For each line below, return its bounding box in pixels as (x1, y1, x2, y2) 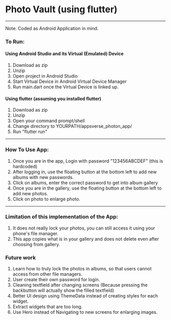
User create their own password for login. (12, 277, 100, 283)
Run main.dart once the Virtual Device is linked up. (12, 84, 119, 90)
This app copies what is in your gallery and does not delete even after (12, 236, 159, 242)
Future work (5, 254, 36, 261)
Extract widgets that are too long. (12, 304, 83, 310)
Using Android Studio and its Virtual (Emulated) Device (5, 51, 124, 57)
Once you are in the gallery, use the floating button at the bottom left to (12, 185, 162, 191)
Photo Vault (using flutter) (5, 4, 118, 15)
